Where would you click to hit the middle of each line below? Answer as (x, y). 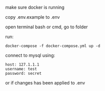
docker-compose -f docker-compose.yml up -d (53, 46)
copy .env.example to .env (33, 17)
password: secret (23, 73)
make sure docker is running (35, 7)
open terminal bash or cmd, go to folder (47, 27)
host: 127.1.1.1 (22, 65)
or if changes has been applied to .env (45, 83)
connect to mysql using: (30, 55)
